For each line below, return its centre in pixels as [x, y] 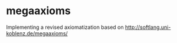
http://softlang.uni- [148, 27]
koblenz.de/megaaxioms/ [37, 33]
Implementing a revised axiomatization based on [65, 27]
